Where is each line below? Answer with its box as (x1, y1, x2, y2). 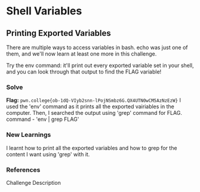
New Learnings (6, 130, 51, 139)
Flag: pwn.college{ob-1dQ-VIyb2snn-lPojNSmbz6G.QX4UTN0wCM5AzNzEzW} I (6, 97, 181, 104)
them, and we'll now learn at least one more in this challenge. (6, 50, 157, 57)
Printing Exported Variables (6, 28, 112, 38)
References (6, 166, 41, 174)
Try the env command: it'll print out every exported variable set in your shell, (6, 62, 194, 69)
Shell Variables (6, 4, 82, 18)
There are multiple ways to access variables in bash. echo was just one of (6, 44, 188, 51)
